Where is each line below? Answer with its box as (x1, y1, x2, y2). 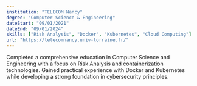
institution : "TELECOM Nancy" (6, 8, 83, 15)
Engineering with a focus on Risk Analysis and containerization (6, 60, 164, 67)
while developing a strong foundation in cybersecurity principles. (6, 73, 169, 80)
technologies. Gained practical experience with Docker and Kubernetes (6, 67, 185, 73)
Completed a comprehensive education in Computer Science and (6, 54, 170, 61)
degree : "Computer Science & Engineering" (6, 15, 116, 21)
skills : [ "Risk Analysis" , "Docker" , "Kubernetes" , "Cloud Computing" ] (6, 31, 192, 38)
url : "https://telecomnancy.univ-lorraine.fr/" (6, 37, 130, 43)
